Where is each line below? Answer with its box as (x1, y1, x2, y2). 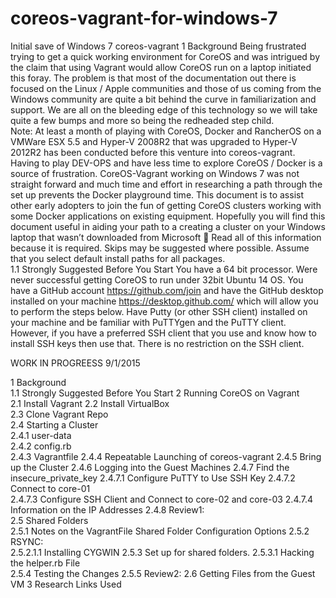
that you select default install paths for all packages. (10, 252, 226, 264)
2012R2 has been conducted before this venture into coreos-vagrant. (10, 146, 296, 158)
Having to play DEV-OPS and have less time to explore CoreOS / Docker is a (10, 157, 323, 169)
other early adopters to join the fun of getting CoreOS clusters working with (10, 199, 322, 211)
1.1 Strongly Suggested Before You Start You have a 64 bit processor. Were (10, 263, 318, 275)
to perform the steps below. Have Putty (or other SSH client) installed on (10, 305, 308, 317)
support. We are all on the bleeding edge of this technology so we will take (10, 103, 318, 116)
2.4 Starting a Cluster (10, 418, 99, 431)
